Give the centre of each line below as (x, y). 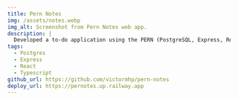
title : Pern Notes (34, 14)
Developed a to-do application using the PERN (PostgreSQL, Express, (118, 40)
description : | (30, 33)
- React (25, 66)
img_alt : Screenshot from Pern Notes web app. (77, 27)
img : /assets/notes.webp (44, 20)
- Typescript (33, 73)
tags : (15, 46)
